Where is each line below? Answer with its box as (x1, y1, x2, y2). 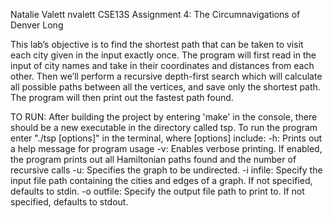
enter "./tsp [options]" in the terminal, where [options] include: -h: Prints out (10, 132, 323, 144)
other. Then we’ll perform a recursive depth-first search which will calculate (10, 70, 323, 82)
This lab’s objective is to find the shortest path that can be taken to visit (10, 39, 304, 50)
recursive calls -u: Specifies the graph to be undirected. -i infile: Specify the (10, 164, 323, 176)
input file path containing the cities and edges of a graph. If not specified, (10, 175, 313, 186)
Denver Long (10, 19, 64, 31)
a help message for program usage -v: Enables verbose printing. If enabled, (10, 143, 323, 154)
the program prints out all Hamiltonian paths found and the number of (10, 154, 297, 165)
